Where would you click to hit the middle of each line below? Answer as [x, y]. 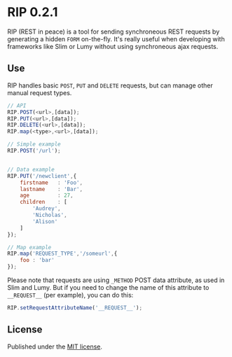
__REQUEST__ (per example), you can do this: [70, 295]
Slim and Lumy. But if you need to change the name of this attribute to [108, 287]
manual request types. [40, 92]
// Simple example [34, 144]
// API [17, 106]
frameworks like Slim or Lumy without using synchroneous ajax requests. [113, 46]
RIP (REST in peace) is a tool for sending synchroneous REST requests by [114, 31]
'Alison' [45, 221]
